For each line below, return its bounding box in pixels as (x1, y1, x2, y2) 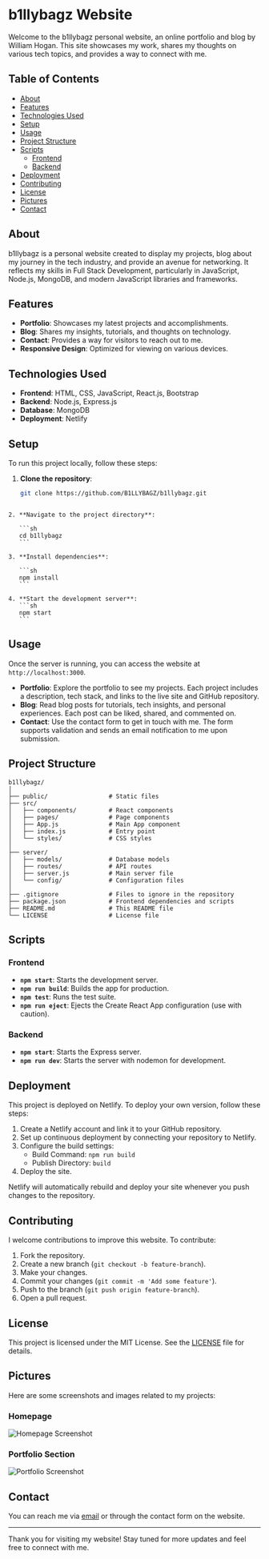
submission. (19, 734, 60, 743)
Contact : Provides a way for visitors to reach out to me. (19, 335, 203, 345)
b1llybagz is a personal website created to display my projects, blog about (8, 248, 252, 258)
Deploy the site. (19, 1167, 72, 1176)
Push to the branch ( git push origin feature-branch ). (19, 1284, 200, 1294)
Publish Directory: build (31, 1158, 111, 1168)
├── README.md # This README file (8, 904, 174, 912)
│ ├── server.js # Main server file (8, 869, 174, 877)
